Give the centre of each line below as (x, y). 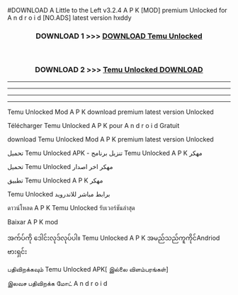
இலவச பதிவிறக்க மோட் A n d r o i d (57, 283)
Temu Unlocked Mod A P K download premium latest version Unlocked (110, 112)
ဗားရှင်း (17, 251)
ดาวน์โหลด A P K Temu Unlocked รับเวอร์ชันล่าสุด (71, 207)
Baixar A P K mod (33, 221)
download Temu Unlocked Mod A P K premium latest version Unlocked (110, 139)
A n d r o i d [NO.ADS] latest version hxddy (70, 18)
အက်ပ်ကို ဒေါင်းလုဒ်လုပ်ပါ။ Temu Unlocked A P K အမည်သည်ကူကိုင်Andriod (114, 238)
